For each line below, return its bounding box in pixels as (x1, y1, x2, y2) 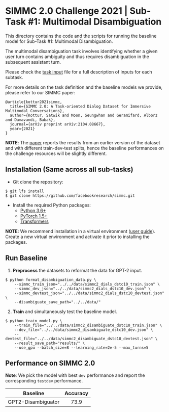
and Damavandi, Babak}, (5, 117, 56, 122)
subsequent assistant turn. (5, 59, 61, 65)
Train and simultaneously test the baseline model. (12, 308, 117, 315)
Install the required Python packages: (12, 202, 91, 208)
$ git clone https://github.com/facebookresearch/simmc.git (5, 193, 136, 198)
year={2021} (10, 126, 36, 131)
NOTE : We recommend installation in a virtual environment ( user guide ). (5, 228, 156, 234)
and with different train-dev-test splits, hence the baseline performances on (5, 145, 164, 151)
